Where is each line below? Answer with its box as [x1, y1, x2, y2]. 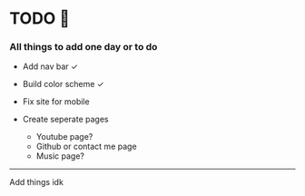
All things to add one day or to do [9, 41, 158, 54]
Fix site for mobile [22, 96, 90, 107]
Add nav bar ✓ [22, 61, 79, 72]
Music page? [35, 151, 84, 162]
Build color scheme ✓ [22, 79, 104, 90]
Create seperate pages [22, 113, 109, 125]
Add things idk [9, 177, 64, 188]
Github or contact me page [35, 141, 138, 152]
